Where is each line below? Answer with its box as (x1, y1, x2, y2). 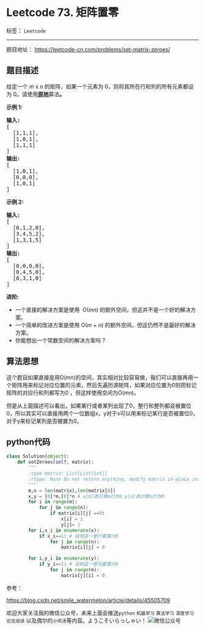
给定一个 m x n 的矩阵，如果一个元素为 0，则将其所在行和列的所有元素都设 (6, 83, 194, 90)
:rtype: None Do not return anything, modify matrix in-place (28, 476, 190, 482)
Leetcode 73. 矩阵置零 (6, 6, 119, 20)
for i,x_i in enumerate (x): (28, 527, 99, 533)
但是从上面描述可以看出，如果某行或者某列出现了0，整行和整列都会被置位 (6, 402, 192, 409)
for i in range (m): (28, 499, 78, 505)
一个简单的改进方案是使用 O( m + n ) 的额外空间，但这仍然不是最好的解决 (15, 321, 196, 328)
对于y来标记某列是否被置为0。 (6, 417, 82, 424)
